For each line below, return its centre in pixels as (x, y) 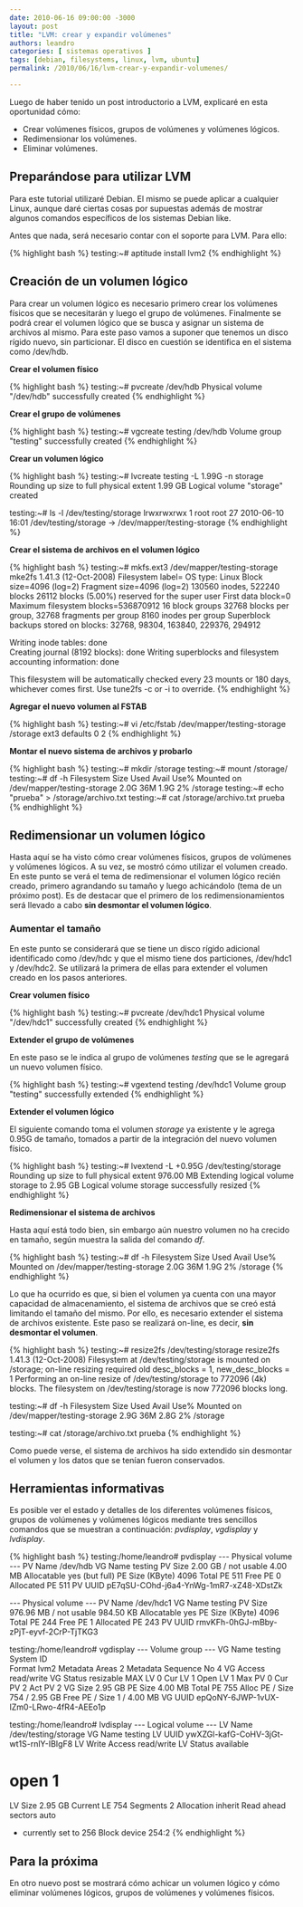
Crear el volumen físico (54, 369)
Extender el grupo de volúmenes (72, 1040)
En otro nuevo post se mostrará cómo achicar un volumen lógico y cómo (145, 1883)
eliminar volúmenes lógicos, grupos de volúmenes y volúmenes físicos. (142, 1893)
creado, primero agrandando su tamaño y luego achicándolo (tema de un (146, 886)
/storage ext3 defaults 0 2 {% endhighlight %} (95, 733)
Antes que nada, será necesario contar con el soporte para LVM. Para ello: (148, 235)
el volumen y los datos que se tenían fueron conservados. (118, 1460)
